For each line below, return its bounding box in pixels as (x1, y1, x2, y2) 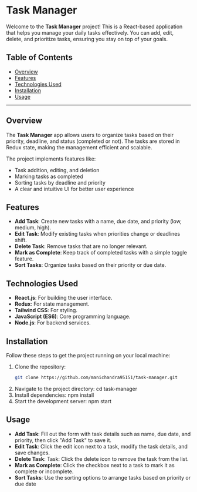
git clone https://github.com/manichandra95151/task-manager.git (14, 374, 178, 380)
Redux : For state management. (14, 300, 90, 307)
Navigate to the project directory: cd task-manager (14, 385, 138, 392)
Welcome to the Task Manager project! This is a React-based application (6, 23, 183, 30)
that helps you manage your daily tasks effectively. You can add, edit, (6, 29, 174, 36)
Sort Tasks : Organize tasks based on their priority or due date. (14, 262, 167, 269)
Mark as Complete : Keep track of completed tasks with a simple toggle (14, 249, 188, 256)
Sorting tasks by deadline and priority (14, 179, 106, 186)
